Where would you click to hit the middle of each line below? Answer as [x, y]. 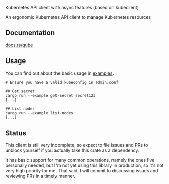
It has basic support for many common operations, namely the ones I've [80, 160]
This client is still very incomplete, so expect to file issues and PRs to [77, 145]
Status [16, 133]
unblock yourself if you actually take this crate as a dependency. [72, 150]
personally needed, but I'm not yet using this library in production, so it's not [84, 165]
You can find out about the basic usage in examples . [60, 73]
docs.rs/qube [19, 45]
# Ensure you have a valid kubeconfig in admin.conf [62, 82]
